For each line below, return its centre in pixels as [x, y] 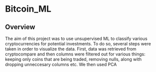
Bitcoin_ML [28, 9]
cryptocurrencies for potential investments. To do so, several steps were [78, 44]
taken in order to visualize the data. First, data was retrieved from [71, 49]
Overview [20, 27]
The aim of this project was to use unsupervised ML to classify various [76, 38]
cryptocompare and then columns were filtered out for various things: [75, 54]
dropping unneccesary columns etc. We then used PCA [61, 64]
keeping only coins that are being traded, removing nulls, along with [73, 59]
